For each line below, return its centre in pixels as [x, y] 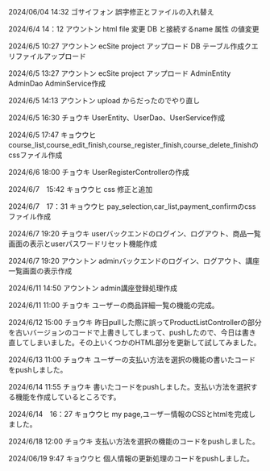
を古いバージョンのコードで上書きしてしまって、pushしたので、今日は [125, 332]
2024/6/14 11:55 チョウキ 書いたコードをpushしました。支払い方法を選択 [130, 387]
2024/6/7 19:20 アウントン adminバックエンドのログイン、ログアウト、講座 [134, 261]
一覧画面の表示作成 [40, 271]
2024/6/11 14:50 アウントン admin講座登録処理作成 [93, 288]
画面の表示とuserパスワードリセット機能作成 [83, 244]
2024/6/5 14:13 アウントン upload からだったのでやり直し [104, 100]
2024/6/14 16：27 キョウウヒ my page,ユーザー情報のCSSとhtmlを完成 [129, 414]
